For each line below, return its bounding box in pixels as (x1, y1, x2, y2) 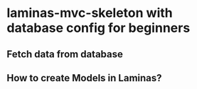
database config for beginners (6, 20, 191, 36)
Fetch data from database (6, 48, 124, 60)
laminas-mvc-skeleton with (6, 5, 173, 21)
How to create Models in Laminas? (6, 72, 162, 84)
